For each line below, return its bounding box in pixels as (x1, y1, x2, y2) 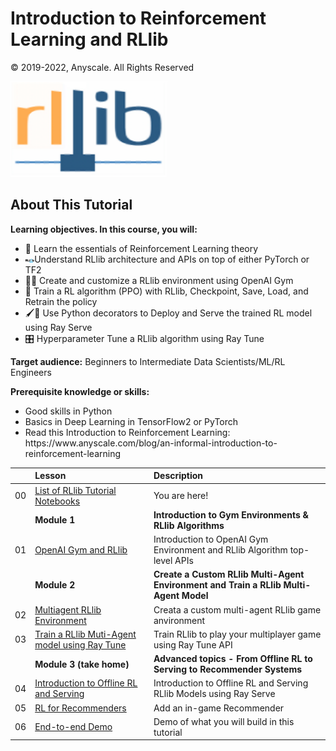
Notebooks (34, 495, 81, 507)
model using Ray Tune (34, 638, 127, 651)
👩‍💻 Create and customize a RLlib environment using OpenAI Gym (24, 274, 294, 286)
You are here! (153, 490, 209, 502)
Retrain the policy (24, 295, 98, 307)
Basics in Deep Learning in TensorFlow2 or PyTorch (24, 415, 239, 427)
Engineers (10, 366, 52, 378)
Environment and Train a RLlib (153, 579, 282, 591)
